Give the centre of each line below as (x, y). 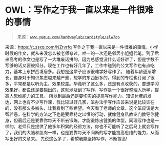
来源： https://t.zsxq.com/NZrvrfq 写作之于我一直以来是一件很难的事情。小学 (82, 47)
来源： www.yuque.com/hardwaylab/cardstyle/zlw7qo (68, 37)
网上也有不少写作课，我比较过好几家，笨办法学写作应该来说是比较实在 (84, 102)
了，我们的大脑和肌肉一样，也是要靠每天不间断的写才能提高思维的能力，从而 (82, 132)
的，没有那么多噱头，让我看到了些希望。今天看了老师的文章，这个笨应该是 (80, 108)
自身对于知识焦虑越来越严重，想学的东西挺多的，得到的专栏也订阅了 (82, 77)
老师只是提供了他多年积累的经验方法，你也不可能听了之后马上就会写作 (88, 126)
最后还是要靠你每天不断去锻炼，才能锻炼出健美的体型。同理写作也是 (86, 120)
